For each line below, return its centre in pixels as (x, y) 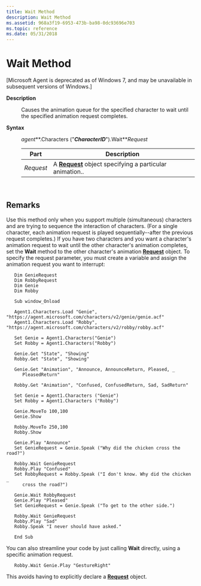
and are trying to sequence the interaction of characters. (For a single (92, 226)
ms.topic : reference (32, 28)
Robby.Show (28, 432)
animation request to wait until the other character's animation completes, (97, 245)
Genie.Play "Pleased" (41, 500)
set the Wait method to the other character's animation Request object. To (98, 251)
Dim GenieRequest (36, 275)
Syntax (15, 128)
